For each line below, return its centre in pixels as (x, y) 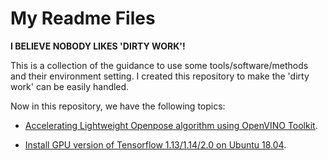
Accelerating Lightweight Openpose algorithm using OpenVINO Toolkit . (171, 125)
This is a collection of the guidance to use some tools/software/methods (159, 65)
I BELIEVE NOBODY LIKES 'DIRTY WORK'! (98, 46)
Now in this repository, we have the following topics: (118, 106)
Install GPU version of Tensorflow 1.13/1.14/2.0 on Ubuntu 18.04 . (155, 144)
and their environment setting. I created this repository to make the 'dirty (160, 76)
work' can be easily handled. (70, 86)
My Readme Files (83, 18)
